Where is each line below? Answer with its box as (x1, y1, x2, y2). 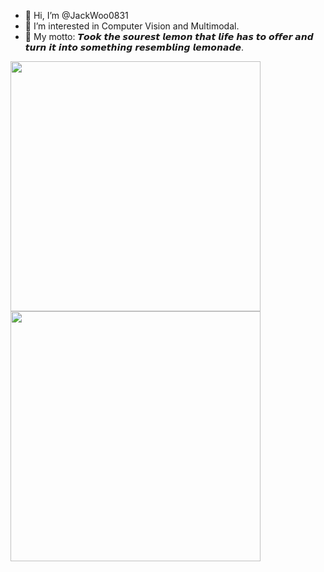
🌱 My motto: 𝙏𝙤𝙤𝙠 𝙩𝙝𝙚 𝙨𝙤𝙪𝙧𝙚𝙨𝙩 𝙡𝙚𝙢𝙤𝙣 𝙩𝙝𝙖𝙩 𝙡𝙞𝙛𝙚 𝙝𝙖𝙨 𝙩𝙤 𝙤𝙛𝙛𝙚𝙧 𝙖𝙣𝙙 (24, 31, 314, 42)
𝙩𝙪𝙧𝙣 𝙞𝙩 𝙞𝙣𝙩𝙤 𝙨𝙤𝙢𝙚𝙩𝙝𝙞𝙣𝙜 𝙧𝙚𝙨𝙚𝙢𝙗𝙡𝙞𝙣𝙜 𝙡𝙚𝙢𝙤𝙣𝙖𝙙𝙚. (24, 41, 244, 53)
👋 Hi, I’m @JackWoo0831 (24, 10, 129, 21)
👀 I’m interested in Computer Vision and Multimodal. (24, 20, 240, 32)
